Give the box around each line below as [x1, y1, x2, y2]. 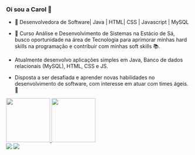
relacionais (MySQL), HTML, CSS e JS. [14, 63, 108, 70]
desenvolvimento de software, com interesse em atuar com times [14, 80, 173, 87]
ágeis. [173, 80, 189, 87]
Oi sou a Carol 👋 [6, 5, 52, 14]
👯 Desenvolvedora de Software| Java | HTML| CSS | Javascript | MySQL [14, 19, 189, 26]
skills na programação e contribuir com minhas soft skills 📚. [14, 43, 160, 50]
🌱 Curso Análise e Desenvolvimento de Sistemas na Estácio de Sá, [14, 30, 175, 37]
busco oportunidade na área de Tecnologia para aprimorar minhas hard [14, 36, 187, 43]
